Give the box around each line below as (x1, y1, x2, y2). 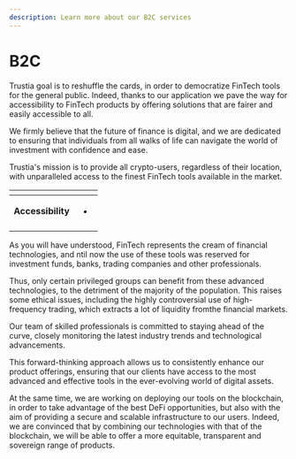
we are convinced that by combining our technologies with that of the (9, 421, 262, 432)
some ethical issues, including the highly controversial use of (9, 294, 231, 305)
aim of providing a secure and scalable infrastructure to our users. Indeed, (9, 411, 280, 422)
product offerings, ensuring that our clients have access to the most (9, 366, 256, 377)
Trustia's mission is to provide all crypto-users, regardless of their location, (9, 161, 283, 172)
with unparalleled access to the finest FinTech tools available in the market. (9, 171, 283, 181)
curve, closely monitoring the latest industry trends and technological (9, 330, 262, 340)
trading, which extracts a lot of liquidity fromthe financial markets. (48, 303, 288, 314)
